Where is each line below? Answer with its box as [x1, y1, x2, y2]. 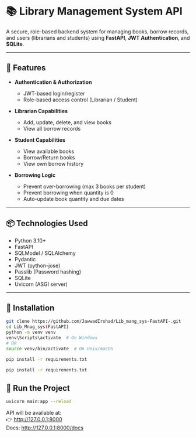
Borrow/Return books [23, 153, 75, 161]
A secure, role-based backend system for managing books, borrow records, [6, 28, 189, 35]
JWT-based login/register [23, 90, 85, 97]
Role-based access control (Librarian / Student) [23, 96, 138, 103]
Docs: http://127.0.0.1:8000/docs [6, 424, 83, 431]
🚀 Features [6, 63, 46, 73]
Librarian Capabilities [14, 107, 68, 114]
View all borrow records [23, 125, 81, 132]
